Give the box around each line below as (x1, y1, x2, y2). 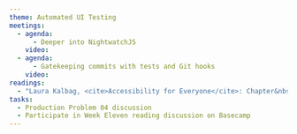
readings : (9, 78, 46, 87)
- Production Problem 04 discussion (17, 103, 152, 112)
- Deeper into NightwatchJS (32, 37, 137, 47)
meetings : (9, 21, 46, 30)
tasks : (9, 94, 34, 104)
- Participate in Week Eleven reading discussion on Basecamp (17, 111, 251, 120)
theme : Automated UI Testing (9, 12, 117, 22)
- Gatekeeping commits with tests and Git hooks (32, 63, 216, 71)
